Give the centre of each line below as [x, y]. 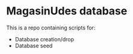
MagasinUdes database [67, 11]
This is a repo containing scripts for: [51, 28]
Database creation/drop [44, 39]
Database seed [34, 46]
